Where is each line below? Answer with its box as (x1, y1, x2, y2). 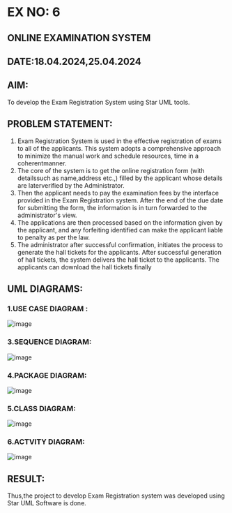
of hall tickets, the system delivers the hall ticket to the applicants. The (17, 255, 219, 264)
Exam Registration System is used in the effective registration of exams (17, 137, 222, 145)
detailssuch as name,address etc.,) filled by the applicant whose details (17, 174, 223, 182)
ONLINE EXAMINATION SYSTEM (7, 32, 151, 44)
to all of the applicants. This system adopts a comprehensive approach (17, 144, 222, 152)
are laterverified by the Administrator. (17, 181, 125, 189)
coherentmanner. (17, 158, 67, 168)
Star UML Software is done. (7, 499, 87, 507)
